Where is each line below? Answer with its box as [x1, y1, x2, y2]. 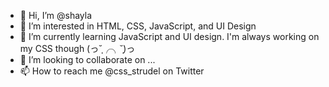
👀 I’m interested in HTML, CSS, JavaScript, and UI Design [19, 20, 257, 32]
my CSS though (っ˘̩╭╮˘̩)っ [19, 43, 136, 54]
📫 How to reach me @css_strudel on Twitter [19, 65, 205, 77]
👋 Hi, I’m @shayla [19, 10, 93, 21]
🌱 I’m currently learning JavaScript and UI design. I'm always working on [19, 31, 320, 42]
